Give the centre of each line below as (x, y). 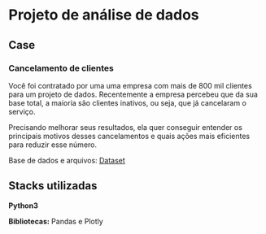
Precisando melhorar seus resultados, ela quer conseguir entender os (125, 127)
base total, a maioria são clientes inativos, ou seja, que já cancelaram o (127, 102)
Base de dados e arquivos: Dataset (67, 160)
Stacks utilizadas (53, 186)
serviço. (22, 111)
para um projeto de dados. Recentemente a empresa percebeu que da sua (133, 94)
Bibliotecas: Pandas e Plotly (56, 221)
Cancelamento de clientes (61, 68)
